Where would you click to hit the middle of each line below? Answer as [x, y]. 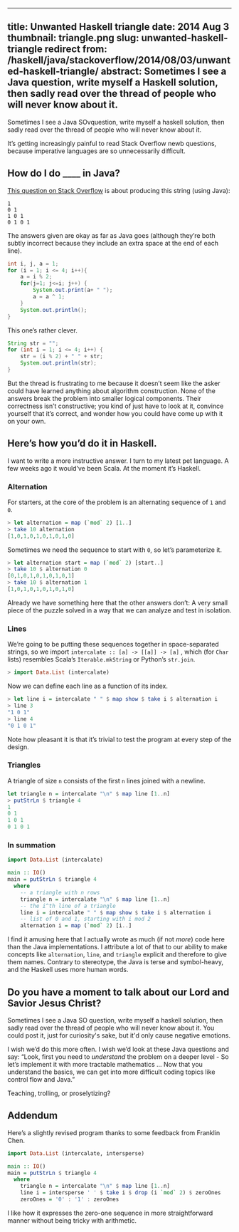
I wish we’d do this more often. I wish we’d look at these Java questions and [118, 1049]
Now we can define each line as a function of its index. [88, 686]
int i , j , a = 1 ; [33, 263]
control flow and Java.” [41, 1079]
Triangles [24, 765]
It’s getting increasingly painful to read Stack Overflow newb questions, [112, 143]
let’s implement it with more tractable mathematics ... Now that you [105, 1064]
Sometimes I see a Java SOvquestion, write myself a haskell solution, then [116, 122]
